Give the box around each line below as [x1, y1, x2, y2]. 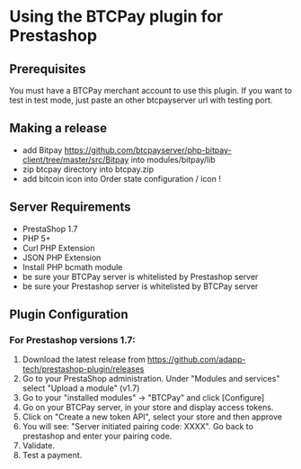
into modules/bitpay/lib [130, 154, 216, 165]
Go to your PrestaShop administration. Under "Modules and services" [22, 374, 280, 384]
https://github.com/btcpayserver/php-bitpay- [64, 144, 232, 155]
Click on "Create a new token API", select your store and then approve [22, 411, 283, 422]
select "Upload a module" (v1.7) [22, 383, 140, 393]
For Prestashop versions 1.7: [9, 333, 136, 346]
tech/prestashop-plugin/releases [22, 364, 145, 374]
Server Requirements [9, 200, 132, 215]
